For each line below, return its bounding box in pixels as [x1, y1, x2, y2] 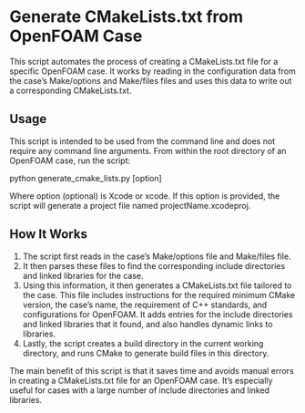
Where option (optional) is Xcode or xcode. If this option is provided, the [9, 190, 280, 201]
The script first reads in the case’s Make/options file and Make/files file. [22, 251, 291, 262]
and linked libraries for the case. [22, 270, 144, 281]
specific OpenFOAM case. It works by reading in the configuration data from [9, 66, 296, 77]
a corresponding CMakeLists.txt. [9, 85, 132, 96]
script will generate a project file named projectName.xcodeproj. [9, 200, 251, 211]
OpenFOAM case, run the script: [9, 155, 131, 166]
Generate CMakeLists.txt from [9, 6, 244, 27]
